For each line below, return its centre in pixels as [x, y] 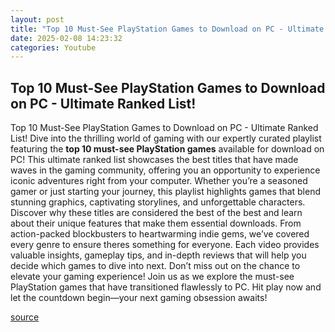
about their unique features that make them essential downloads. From [156, 223]
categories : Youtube [53, 47]
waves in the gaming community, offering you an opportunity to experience [165, 170]
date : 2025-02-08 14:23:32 [66, 38]
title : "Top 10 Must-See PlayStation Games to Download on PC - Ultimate [167, 29]
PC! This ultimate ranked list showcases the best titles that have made [154, 160]
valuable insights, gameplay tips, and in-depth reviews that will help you [158, 255]
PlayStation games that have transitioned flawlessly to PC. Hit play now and [166, 287]
